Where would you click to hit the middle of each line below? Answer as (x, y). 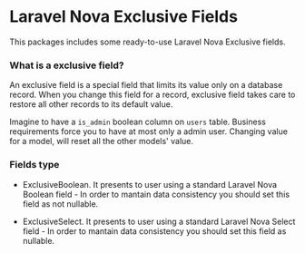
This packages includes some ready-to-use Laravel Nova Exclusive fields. (148, 42)
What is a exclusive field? (67, 65)
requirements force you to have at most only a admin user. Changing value (149, 131)
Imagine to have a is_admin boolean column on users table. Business (138, 122)
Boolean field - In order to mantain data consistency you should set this (156, 194)
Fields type (34, 165)
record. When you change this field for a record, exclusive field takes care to (152, 95)
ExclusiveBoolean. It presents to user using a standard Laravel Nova (150, 184)
